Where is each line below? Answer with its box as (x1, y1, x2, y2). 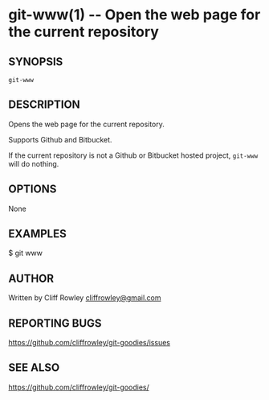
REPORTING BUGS (8, 316, 102, 330)
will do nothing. (8, 159, 59, 168)
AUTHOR (8, 271, 55, 285)
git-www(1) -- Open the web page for (8, 6, 261, 24)
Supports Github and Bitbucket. (8, 134, 112, 144)
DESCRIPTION (8, 98, 80, 112)
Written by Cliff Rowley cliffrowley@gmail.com (8, 293, 161, 303)
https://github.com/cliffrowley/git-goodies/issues (8, 338, 171, 348)
